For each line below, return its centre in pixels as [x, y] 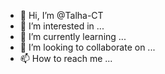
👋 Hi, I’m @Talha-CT [61, 15]
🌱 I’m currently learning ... [73, 36]
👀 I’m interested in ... [62, 26]
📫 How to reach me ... [66, 58]
